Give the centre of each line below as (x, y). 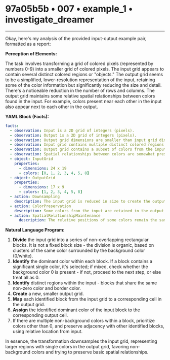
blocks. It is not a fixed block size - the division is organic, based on (83, 245)
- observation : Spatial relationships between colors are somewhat (82, 154)
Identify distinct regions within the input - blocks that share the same (85, 283)
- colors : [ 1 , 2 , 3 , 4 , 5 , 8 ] (50, 192)
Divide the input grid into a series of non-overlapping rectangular (81, 240)
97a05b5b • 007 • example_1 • (69, 9)
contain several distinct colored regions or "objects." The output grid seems (84, 74)
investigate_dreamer (50, 20)
